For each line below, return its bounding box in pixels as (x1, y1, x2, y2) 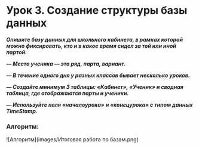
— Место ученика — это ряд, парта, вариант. (6, 60, 126, 67)
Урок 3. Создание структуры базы (6, 4, 188, 17)
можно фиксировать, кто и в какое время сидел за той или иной (6, 42, 176, 49)
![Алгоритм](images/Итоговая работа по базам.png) (6, 136, 139, 143)
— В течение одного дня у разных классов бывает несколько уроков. (6, 72, 190, 79)
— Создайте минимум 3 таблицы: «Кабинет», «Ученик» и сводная (6, 83, 184, 90)
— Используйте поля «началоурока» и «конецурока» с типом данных (6, 101, 193, 108)
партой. (6, 48, 27, 55)
